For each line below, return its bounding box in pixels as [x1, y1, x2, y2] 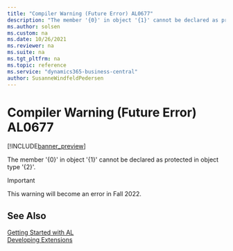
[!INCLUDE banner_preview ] [7, 142, 87, 150]
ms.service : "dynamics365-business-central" [7, 68, 138, 75]
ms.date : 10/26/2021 [7, 36, 67, 43]
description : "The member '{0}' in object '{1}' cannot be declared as [7, 17, 218, 24]
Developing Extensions [7, 236, 73, 244]
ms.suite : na [7, 49, 45, 56]
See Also [7, 209, 46, 222]
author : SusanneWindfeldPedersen [7, 74, 104, 82]
